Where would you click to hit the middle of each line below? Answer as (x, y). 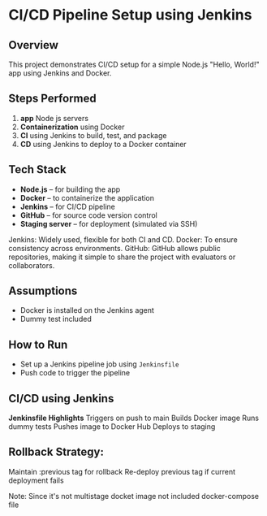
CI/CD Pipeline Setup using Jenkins (130, 15)
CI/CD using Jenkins (61, 399)
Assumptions (43, 291)
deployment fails (36, 480)
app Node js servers (54, 118)
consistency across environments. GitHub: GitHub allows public (114, 248)
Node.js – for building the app (70, 189)
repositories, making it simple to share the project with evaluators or (122, 257)
